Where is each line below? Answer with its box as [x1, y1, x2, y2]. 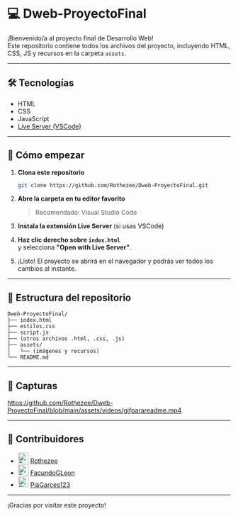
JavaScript [17, 114, 50, 123]
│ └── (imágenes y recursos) [7, 348, 100, 355]
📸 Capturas [7, 380, 58, 392]
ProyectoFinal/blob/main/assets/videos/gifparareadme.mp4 [7, 406, 182, 415]
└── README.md [7, 354, 50, 361]
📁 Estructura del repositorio [7, 291, 132, 303]
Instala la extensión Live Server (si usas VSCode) [17, 222, 164, 230]
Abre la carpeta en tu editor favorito [17, 194, 125, 203]
